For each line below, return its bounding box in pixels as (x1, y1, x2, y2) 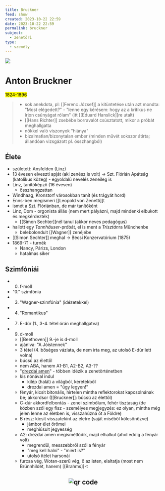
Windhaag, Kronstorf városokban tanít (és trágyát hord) (12, 192, 126, 198)
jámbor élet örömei (27, 421, 66, 427)
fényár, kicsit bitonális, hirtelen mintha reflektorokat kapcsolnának (19, 389, 154, 395)
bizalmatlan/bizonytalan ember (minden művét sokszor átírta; (24, 133, 150, 139)
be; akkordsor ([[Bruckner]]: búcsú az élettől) (19, 394, 112, 401)
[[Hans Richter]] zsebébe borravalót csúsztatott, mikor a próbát (24, 117, 155, 123)
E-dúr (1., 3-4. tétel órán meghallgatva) (19, 321, 100, 327)
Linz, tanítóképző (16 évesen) (12, 182, 72, 188)
